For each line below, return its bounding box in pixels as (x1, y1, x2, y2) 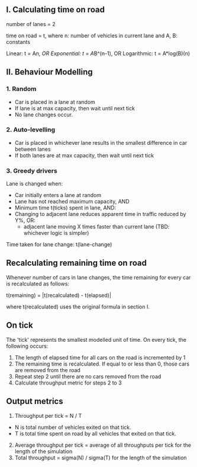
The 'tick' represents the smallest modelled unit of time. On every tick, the (6, 336, 186, 343)
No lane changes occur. (14, 111, 73, 118)
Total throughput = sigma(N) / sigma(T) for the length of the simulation (14, 454, 188, 461)
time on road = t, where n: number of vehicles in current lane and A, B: (6, 32, 177, 39)
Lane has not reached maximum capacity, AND (14, 198, 130, 205)
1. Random (6, 85, 37, 93)
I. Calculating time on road (6, 5, 105, 15)
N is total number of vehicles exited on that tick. (14, 424, 131, 431)
